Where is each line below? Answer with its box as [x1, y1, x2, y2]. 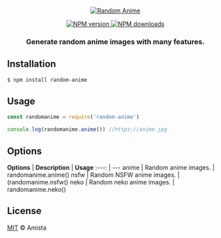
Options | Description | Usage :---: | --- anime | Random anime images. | [7, 163, 215, 171]
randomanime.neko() [7, 185, 67, 193]
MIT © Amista [7, 224, 47, 232]
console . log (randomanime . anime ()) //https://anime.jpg [7, 126, 167, 133]
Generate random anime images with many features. [25, 36, 205, 46]
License [7, 205, 42, 217]
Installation [7, 58, 56, 70]
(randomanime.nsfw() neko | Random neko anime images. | [7, 177, 175, 186]
